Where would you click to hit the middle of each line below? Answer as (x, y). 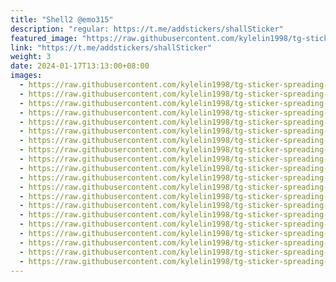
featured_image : (44, 38)
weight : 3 (31, 57)
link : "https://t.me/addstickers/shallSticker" (111, 47)
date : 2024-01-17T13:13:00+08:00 (80, 66)
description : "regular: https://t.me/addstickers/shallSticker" (147, 29)
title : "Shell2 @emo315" (62, 19)
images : (26, 76)
